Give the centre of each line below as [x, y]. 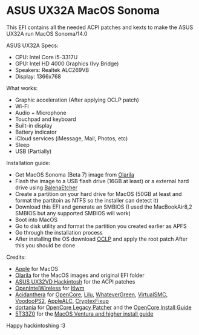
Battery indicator [36, 132]
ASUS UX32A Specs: [32, 45]
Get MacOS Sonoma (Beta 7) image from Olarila [75, 174]
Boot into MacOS [36, 220]
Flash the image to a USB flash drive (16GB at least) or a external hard [102, 181]
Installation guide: [28, 163]
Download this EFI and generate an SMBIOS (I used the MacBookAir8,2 [103, 207]
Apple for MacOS [37, 268]
